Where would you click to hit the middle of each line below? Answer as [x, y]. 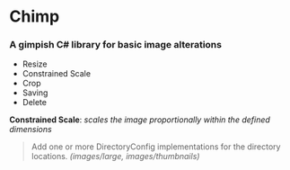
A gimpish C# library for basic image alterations [116, 45]
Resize [35, 64]
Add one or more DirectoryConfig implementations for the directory [156, 147]
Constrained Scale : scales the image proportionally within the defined [140, 120]
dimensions [31, 130]
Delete [35, 103]
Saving [35, 93]
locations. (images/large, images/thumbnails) [115, 157]
